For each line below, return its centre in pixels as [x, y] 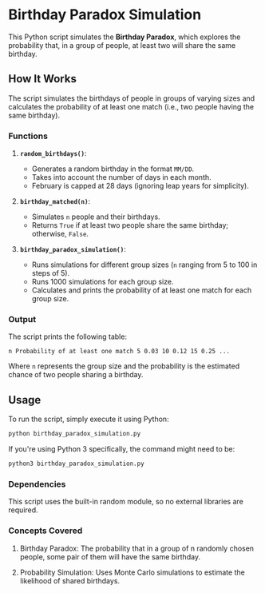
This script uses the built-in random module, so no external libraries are [126, 502]
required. [23, 510]
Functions [28, 136]
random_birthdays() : [53, 153]
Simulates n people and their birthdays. [96, 217]
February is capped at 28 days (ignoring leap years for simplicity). [140, 186]
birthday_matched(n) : [55, 201]
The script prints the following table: [68, 336]
